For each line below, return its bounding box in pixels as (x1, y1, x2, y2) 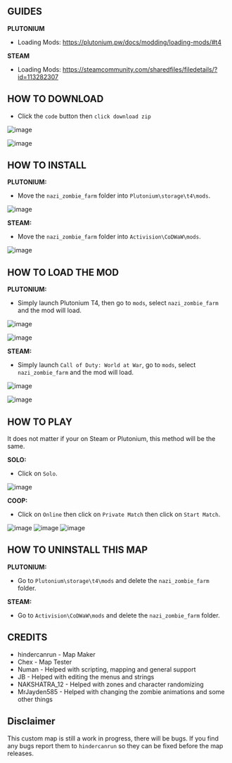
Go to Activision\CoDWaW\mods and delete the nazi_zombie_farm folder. (17, 611, 220, 620)
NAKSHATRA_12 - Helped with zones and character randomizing (17, 680, 204, 688)
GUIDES (7, 6, 42, 18)
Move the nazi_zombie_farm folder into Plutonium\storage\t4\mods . (17, 191, 211, 200)
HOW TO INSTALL (7, 160, 86, 172)
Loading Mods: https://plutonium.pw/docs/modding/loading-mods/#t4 (17, 38, 221, 46)
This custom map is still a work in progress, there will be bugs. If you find (7, 734, 219, 743)
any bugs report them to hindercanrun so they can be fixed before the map (7, 741, 224, 750)
